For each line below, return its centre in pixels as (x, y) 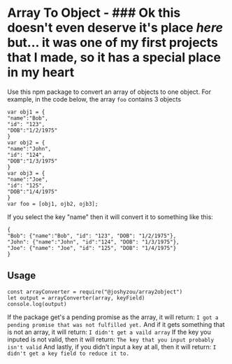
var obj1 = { (26, 112)
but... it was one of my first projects (113, 43)
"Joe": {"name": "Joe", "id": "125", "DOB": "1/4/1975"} (92, 248)
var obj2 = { (26, 142)
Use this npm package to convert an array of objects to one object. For (109, 92)
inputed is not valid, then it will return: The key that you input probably (111, 339)
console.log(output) (37, 304)
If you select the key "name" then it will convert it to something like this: (110, 217)
